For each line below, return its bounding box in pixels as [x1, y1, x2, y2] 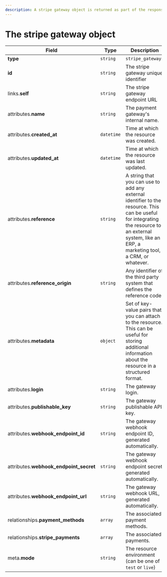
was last [125, 158, 145, 165]
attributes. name [7, 110, 45, 117]
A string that [125, 172, 155, 179]
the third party [125, 273, 159, 280]
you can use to [125, 178, 160, 185]
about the [125, 356, 148, 363]
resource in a [125, 362, 157, 369]
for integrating [125, 215, 159, 222]
